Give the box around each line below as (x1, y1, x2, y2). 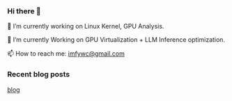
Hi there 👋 (7, 6, 42, 16)
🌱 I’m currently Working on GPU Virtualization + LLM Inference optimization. (7, 36, 225, 44)
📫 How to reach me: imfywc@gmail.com (7, 49, 125, 58)
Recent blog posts (7, 70, 70, 79)
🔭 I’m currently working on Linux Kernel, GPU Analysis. (7, 22, 164, 31)
